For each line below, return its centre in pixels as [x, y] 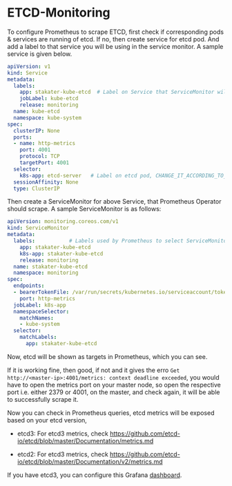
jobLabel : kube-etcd [49, 99]
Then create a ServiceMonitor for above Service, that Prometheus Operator [115, 202]
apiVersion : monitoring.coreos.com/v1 [63, 222]
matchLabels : [38, 337]
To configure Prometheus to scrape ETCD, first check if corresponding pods [116, 32]
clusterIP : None [37, 130]
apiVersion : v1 [29, 66]
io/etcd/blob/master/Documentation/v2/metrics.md [90, 461]
